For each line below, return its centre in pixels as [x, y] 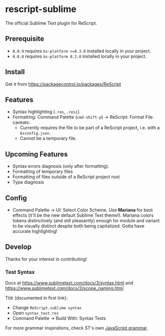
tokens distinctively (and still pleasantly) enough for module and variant [86, 221]
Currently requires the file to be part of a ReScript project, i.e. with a [90, 128]
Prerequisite [25, 39]
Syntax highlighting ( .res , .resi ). [46, 112]
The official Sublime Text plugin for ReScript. [51, 23]
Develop [18, 247]
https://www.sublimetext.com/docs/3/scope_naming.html [64, 288]
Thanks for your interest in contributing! [46, 259]
